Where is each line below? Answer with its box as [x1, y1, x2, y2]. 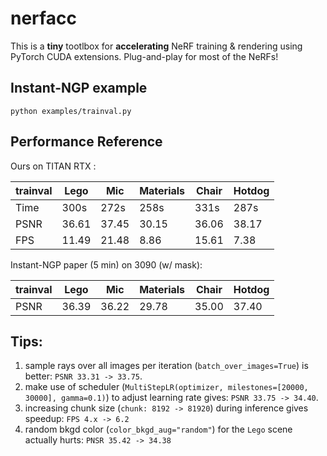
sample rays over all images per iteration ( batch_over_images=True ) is [24, 360, 309, 372]
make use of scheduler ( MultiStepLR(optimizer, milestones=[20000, [24, 381, 309, 393]
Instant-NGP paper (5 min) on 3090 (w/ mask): [10, 258, 203, 271]
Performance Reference [10, 133, 163, 151]
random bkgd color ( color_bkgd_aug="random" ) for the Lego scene [24, 423, 293, 436]
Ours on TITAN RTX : [10, 160, 97, 172]
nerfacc [10, 7, 77, 30]
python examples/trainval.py [10, 106, 132, 116]
